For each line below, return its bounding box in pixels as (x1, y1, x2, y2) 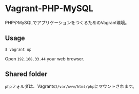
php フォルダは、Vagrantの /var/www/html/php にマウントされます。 (5, 83, 137, 89)
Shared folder (5, 70, 48, 78)
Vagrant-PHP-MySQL (5, 3, 94, 14)
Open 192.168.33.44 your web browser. (5, 56, 84, 61)
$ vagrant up (5, 47, 32, 52)
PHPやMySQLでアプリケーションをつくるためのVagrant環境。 (5, 19, 130, 25)
